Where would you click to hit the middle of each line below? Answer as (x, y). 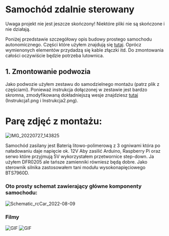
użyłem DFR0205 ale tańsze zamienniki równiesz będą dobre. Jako (76, 162)
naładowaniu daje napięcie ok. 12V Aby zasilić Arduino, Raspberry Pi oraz (83, 151)
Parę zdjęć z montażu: (54, 121)
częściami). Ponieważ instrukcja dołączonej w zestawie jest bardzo (76, 89)
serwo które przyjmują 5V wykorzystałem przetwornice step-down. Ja (80, 156)
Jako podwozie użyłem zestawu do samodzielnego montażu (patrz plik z (82, 84)
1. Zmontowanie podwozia (48, 72)
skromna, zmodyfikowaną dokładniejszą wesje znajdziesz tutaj (72, 95)
